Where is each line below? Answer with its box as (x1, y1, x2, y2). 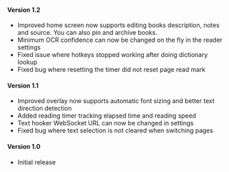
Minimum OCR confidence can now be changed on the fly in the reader (17, 36, 223, 45)
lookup (17, 58, 38, 66)
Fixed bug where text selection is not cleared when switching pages (17, 126, 214, 135)
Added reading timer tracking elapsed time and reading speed (17, 111, 197, 120)
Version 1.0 (7, 143, 40, 150)
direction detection (17, 104, 72, 113)
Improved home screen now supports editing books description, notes (17, 21, 220, 29)
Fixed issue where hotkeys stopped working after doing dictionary (17, 51, 208, 59)
